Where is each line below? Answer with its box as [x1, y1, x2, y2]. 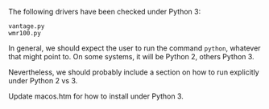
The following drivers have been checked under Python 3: [8, 7, 201, 16]
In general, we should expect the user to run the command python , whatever [8, 43, 261, 53]
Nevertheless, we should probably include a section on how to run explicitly [8, 67, 259, 77]
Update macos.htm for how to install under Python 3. [8, 91, 184, 101]
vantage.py [8, 22, 45, 30]
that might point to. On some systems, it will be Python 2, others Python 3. [8, 52, 255, 61]
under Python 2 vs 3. [8, 76, 78, 85]
